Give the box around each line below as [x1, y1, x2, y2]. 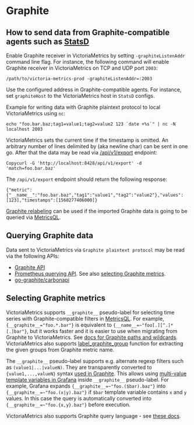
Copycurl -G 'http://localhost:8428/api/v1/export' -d [6, 160, 142, 166]
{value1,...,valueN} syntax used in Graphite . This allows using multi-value [6, 370, 187, 377]
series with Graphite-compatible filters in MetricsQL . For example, [6, 315, 164, 322]
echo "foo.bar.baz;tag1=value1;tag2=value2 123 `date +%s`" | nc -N [6, 121, 176, 127]
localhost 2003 [6, 126, 43, 132]
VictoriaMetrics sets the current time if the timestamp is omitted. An [6, 136, 169, 143]
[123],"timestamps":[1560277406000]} [6, 197, 98, 203]
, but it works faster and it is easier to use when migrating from [27, 327, 178, 334]
